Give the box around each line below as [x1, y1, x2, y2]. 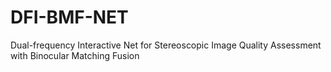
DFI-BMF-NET [10, 6, 129, 29]
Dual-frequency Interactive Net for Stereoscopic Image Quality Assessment [10, 39, 322, 51]
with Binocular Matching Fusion [10, 49, 140, 61]
